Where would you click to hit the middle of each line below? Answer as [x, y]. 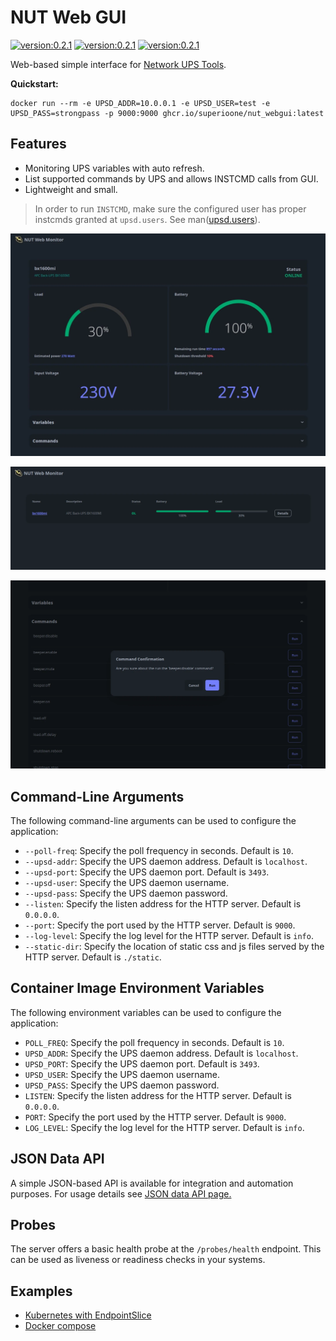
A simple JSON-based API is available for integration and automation [152, 1183]
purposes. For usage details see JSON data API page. [121, 1193]
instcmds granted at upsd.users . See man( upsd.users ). [147, 219]
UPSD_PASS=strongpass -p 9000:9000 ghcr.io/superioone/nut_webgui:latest [167, 113]
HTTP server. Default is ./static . [93, 957]
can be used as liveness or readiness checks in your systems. [138, 1260]
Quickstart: [34, 83]
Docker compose [60, 1326]
